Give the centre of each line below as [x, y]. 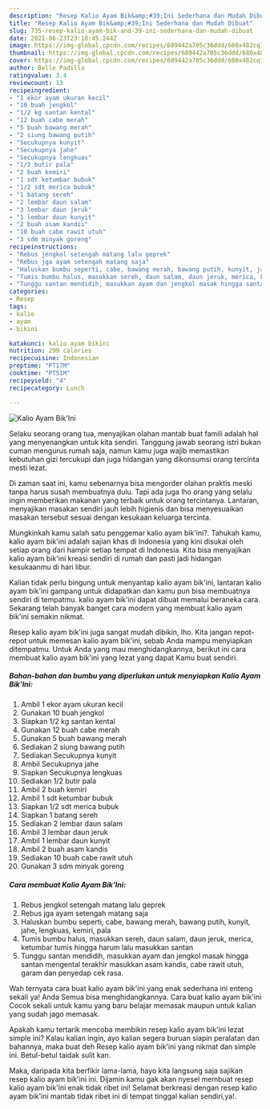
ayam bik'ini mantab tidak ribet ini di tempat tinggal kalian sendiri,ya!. [123, 1096]
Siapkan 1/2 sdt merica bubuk [70, 807]
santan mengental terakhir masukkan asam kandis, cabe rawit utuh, [132, 965]
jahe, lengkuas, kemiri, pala [66, 930]
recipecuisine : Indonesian [54, 358]
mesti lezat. [28, 467]
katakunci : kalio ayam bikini [60, 343]
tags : [18, 306]
